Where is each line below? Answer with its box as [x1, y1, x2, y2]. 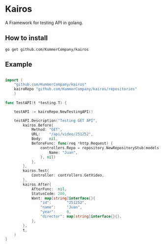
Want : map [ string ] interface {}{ [31, 195, 96, 201]
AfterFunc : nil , [31, 187, 67, 191]
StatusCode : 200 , [31, 191, 67, 196]
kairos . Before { [23, 123, 54, 128]
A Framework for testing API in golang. [5, 20, 83, 26]
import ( [5, 78, 23, 82]
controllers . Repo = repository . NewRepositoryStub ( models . [40, 145, 162, 150]
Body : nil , [31, 137, 58, 141]
